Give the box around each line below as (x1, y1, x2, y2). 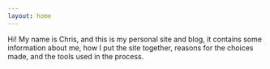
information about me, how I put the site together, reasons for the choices (7, 42, 254, 53)
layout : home (7, 11, 52, 20)
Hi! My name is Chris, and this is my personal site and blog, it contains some (7, 34, 263, 44)
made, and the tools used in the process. (7, 51, 144, 61)
